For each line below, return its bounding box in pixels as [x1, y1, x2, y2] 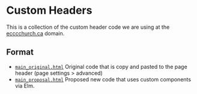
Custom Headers [6, 4, 92, 17]
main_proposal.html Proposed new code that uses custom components [14, 75, 191, 83]
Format [6, 47, 34, 57]
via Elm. [14, 82, 35, 89]
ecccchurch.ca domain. [6, 29, 65, 37]
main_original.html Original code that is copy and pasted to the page [14, 63, 187, 70]
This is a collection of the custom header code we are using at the [6, 23, 170, 31]
